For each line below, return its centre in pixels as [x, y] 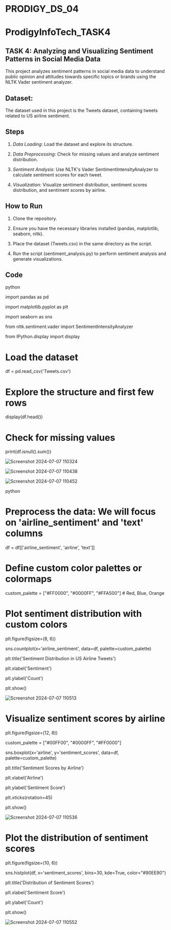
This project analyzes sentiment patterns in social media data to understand [85, 71]
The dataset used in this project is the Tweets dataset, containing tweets [82, 110]
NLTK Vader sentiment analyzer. [39, 82]
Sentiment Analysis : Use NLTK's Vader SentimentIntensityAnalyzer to [85, 169]
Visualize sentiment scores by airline [85, 719]
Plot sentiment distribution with [74, 614]
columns [24, 533]
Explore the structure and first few [80, 392]
